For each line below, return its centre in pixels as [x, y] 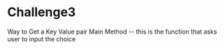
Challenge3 [42, 12]
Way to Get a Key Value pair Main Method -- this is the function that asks [112, 31]
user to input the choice [42, 38]
